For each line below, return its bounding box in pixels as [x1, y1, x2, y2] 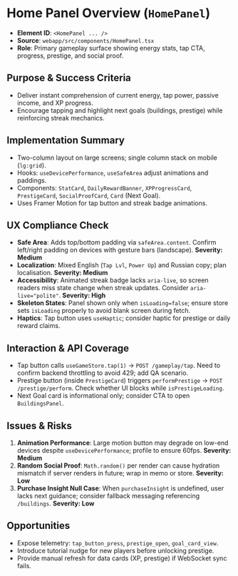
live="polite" [16, 292, 59, 300]
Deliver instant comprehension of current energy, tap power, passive [16, 91, 219, 99]
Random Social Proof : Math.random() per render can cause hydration [16, 461, 220, 470]
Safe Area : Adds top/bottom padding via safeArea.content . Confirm [16, 238, 217, 247]
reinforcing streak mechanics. [16, 113, 105, 122]
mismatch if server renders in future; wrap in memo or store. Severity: [16, 469, 224, 477]
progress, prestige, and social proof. [16, 51, 124, 60]
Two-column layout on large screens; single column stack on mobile [16, 153, 218, 162]
